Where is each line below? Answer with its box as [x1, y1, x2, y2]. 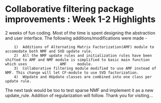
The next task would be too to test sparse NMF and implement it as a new [5, 87, 154, 93]
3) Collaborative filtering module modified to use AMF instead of [14, 66, 157, 71]
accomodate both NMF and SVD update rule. [5, 49, 93, 54]
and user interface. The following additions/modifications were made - [5, 35, 147, 41]
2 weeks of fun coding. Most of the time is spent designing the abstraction [5, 30, 156, 36]
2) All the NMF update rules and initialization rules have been [14, 53, 152, 58]
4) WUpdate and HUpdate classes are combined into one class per [14, 74, 152, 79]
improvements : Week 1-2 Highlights [5, 14, 156, 25]
